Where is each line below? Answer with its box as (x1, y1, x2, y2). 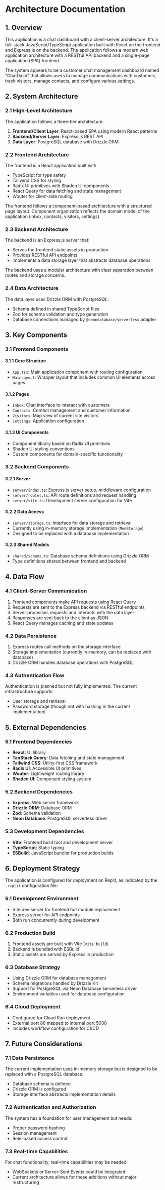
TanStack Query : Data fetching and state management (12, 755, 125, 760)
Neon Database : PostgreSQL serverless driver (12, 815, 108, 822)
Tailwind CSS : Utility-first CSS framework (12, 760, 98, 766)
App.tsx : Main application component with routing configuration (12, 369, 143, 375)
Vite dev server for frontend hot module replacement (12, 906, 120, 912)
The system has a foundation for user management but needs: (5, 1115, 133, 1121)
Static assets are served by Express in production (12, 952, 114, 957)
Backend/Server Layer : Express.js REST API (12, 133, 104, 139)
